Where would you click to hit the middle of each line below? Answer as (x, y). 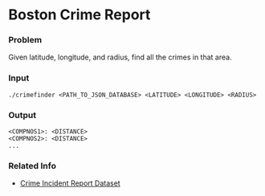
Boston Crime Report (79, 15)
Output (22, 115)
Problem (25, 40)
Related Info (32, 166)
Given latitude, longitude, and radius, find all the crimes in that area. (120, 57)
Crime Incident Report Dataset (70, 183)
